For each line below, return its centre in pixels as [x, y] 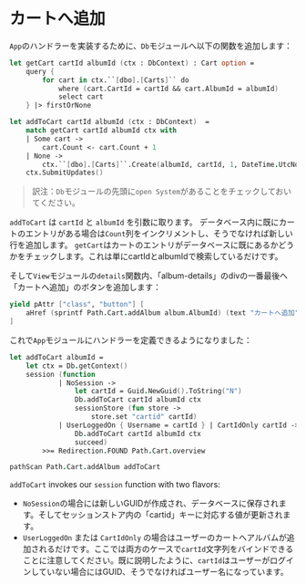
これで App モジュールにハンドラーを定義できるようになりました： [131, 340]
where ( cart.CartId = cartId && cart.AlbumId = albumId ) [168, 89]
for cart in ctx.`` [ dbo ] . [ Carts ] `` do [116, 80]
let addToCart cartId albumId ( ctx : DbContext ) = [109, 122]
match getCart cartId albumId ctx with [102, 131]
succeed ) [91, 442]
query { [40, 71]
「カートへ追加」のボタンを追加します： [85, 287]
